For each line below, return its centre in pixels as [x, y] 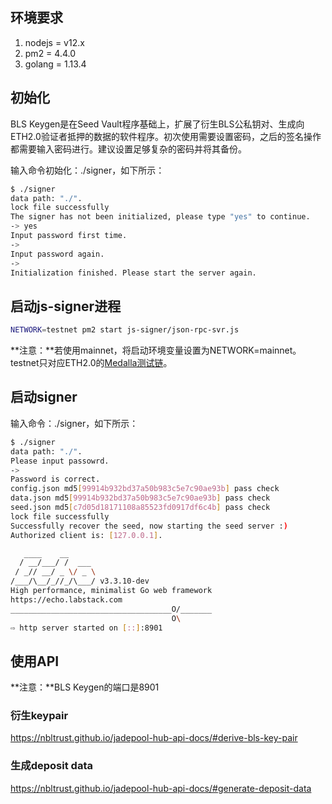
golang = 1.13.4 [55, 64]
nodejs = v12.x [54, 42]
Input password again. [57, 254]
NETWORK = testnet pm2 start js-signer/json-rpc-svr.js [125, 330]
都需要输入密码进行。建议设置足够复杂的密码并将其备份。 [128, 149]
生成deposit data [51, 766]
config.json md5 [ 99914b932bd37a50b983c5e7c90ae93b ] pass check [145, 489]
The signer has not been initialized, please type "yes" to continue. [160, 217]
